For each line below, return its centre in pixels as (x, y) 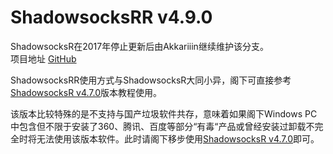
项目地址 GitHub (43, 58)
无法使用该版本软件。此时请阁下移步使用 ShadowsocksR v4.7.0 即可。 (178, 138)
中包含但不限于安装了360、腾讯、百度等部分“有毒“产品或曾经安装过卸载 (158, 126)
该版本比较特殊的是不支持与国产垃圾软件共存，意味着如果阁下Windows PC (164, 113)
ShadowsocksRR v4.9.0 (111, 17)
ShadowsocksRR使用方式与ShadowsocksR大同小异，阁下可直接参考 (151, 80)
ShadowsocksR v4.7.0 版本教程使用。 (86, 92)
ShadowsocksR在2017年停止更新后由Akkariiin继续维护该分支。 (139, 46)
